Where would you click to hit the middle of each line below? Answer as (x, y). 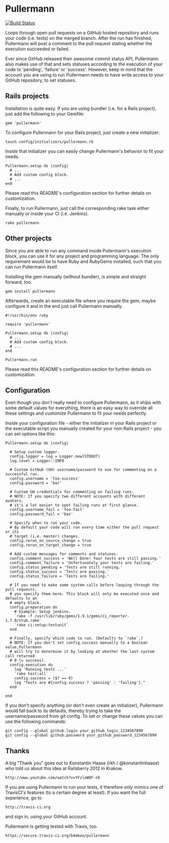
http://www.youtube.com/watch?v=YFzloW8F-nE (53, 778)
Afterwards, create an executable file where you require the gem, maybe (81, 301)
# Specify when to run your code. (46, 523)
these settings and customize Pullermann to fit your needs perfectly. (76, 413)
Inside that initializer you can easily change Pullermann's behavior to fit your (84, 151)
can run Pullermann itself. (32, 267)
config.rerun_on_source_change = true (51, 541)
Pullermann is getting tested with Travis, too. (51, 826)
